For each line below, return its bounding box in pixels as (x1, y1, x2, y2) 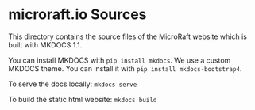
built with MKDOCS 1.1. (8, 40, 83, 49)
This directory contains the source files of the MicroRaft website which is (8, 32, 248, 41)
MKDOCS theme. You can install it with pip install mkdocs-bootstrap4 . (8, 63, 242, 73)
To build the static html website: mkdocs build (8, 94, 157, 104)
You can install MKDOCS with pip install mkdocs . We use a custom (8, 55, 231, 65)
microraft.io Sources (8, 6, 147, 24)
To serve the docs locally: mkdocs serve (8, 79, 137, 89)
